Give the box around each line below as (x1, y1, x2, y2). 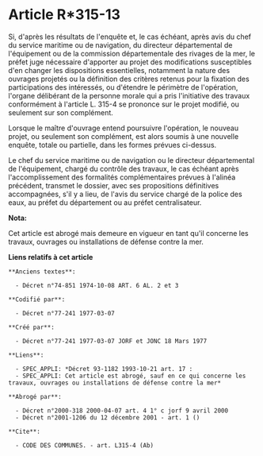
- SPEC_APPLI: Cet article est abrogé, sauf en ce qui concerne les (15, 372, 246, 380)
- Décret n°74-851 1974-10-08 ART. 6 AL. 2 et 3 (15, 281, 179, 289)
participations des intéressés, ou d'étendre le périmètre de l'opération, (8, 82, 238, 92)
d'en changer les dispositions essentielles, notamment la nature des (8, 65, 231, 75)
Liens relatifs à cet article (8, 252, 93, 261)
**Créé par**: (8, 323, 55, 331)
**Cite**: (8, 427, 41, 435)
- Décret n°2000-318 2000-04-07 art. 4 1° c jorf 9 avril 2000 (15, 407, 228, 415)
